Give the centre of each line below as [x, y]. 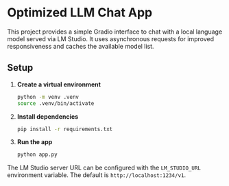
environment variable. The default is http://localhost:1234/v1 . [97, 175]
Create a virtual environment [59, 84]
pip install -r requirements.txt [65, 129]
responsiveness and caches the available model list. [81, 46]
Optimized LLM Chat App [80, 13]
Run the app [35, 142]
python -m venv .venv [48, 97]
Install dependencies [48, 116]
